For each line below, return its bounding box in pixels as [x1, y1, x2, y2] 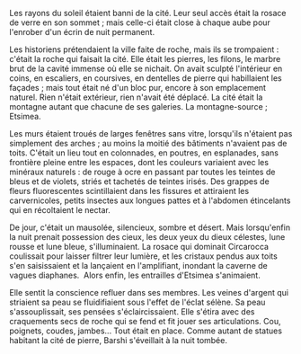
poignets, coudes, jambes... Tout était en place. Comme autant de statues [9, 325, 283, 336]
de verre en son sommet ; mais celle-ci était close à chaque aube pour [9, 17, 271, 28]
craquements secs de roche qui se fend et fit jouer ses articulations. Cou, [9, 316, 281, 326]
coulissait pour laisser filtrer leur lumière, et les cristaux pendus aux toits [9, 251, 279, 261]
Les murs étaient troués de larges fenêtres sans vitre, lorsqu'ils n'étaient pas [9, 128, 293, 138]
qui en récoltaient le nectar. [9, 205, 111, 215]
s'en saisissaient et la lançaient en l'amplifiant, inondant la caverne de [9, 261, 268, 270]
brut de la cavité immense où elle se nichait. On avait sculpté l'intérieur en [9, 63, 283, 74]
